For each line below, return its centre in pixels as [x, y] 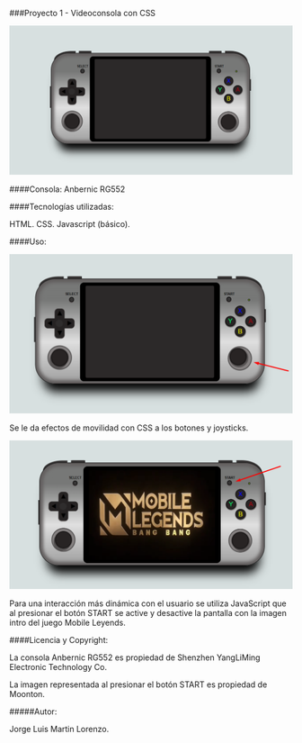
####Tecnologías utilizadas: [62, 207]
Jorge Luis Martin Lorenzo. [59, 729]
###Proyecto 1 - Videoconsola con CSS [82, 13]
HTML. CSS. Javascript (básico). [70, 224]
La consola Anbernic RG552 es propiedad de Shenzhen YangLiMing [135, 657]
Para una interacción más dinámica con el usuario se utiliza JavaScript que [148, 603]
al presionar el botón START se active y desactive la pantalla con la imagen [148, 613]
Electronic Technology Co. [58, 667]
